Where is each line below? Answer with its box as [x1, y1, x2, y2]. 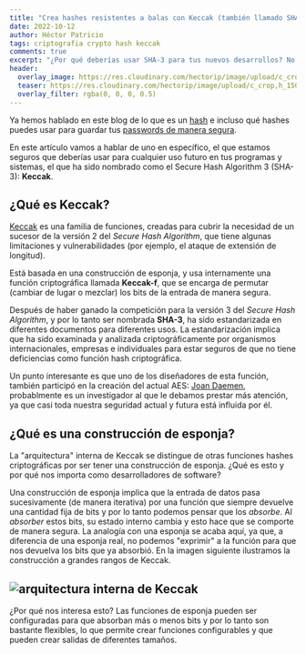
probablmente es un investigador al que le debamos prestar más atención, [9, 390, 289, 401]
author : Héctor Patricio [9, 30, 104, 39]
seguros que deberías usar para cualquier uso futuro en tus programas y [9, 151, 282, 162]
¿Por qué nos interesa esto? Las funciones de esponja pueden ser [9, 605, 258, 616]
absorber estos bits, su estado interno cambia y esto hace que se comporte [9, 516, 294, 528]
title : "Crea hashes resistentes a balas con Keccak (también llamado [9, 13, 283, 23]
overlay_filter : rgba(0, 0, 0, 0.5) [17, 89, 157, 98]
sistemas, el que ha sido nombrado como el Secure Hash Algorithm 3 [9, 161, 270, 172]
